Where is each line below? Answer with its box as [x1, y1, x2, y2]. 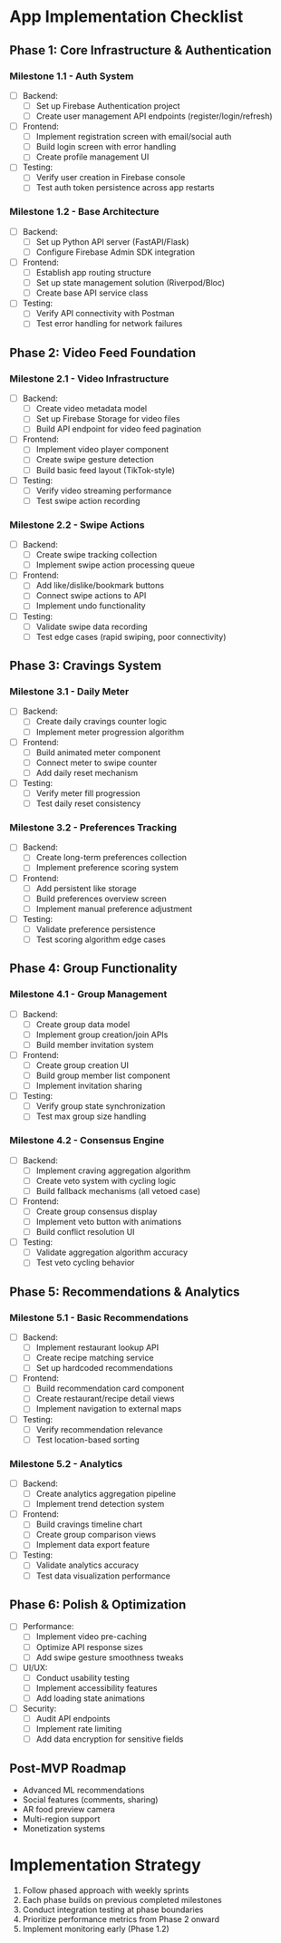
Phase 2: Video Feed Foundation [9, 345, 197, 360]
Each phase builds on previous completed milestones [22, 1894, 222, 1905]
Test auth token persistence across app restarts [35, 182, 215, 193]
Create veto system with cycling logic [35, 1175, 177, 1186]
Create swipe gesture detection [35, 454, 154, 465]
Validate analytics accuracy [35, 1559, 139, 1570]
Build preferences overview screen [35, 893, 167, 904]
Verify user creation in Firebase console [35, 172, 186, 183]
